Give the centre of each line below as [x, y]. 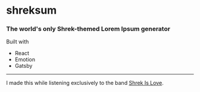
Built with [18, 42]
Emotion [25, 59]
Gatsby [24, 66]
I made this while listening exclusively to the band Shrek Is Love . [85, 83]
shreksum [32, 10]
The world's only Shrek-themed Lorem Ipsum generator [88, 29]
